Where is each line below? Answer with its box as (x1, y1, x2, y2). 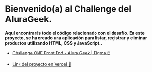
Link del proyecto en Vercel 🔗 (12, 61, 72, 67)
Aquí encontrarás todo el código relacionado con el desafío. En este (5, 30, 145, 36)
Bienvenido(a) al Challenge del (5, 3, 132, 15)
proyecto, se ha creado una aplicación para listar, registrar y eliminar (5, 35, 147, 41)
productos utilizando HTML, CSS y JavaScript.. (5, 40, 102, 46)
